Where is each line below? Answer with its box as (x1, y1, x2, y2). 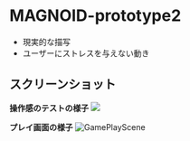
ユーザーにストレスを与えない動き (22, 47, 150, 59)
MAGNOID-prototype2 (9, 5, 182, 26)
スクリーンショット (9, 77, 116, 92)
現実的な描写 (22, 36, 71, 47)
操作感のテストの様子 (9, 102, 89, 113)
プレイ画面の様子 (9, 121, 73, 132)
